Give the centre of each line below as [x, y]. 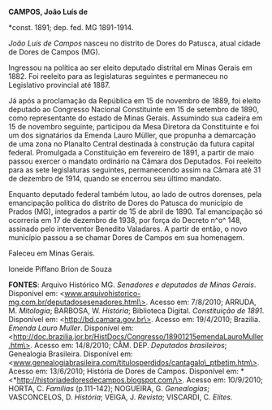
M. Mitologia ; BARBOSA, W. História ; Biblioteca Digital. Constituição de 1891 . [136, 311]
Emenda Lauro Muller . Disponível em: [71, 328]
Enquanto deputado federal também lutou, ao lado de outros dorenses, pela [135, 194]
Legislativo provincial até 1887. [60, 85]
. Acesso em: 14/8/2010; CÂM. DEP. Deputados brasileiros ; [128, 345]
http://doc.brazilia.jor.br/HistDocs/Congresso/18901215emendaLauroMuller [138, 336]
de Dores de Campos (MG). [54, 52]
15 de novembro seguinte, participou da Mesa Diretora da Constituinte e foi [134, 126]
